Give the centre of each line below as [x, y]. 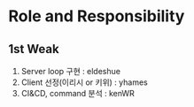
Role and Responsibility [97, 16]
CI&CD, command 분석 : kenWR [78, 93]
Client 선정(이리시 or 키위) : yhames [84, 82]
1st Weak [34, 49]
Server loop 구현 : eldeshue [71, 71]
